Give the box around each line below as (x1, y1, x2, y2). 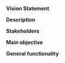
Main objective (6, 39, 43, 45)
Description (6, 16, 36, 23)
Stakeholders (6, 27, 40, 34)
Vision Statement (6, 5, 50, 12)
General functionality (6, 50, 59, 57)
